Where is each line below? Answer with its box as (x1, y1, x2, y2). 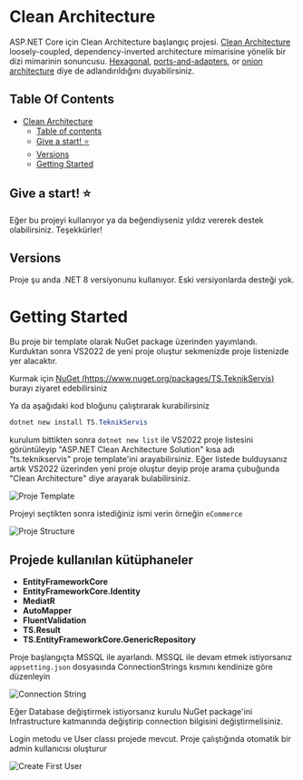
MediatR (22, 596, 56, 606)
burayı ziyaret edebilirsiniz (9, 383, 108, 394)
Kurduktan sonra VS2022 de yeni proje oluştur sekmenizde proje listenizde (9, 346, 289, 357)
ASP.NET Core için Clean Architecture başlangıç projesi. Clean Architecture (9, 36, 291, 47)
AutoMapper (22, 606, 73, 616)
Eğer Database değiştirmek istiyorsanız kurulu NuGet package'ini (9, 706, 253, 716)
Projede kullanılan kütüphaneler (9, 552, 193, 568)
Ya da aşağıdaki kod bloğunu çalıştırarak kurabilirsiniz (9, 400, 210, 411)
